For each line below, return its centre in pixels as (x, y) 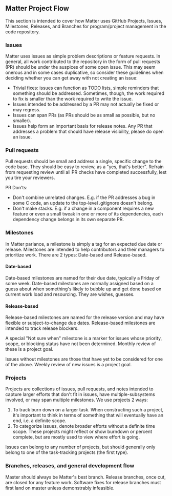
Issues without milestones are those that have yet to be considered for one (84, 359)
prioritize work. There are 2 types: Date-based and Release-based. (76, 255)
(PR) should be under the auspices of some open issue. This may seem (80, 67)
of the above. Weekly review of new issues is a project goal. (69, 365)
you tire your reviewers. (30, 178)
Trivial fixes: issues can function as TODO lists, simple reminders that (86, 88)
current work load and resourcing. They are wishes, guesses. (70, 294)
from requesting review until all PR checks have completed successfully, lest (86, 172)
